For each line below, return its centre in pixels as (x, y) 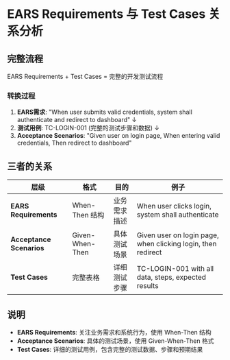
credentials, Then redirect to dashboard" (74, 143)
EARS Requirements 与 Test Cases (106, 14)
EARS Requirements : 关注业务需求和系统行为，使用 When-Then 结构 (114, 332)
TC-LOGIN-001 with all (175, 269)
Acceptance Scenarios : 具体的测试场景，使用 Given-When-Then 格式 (115, 341)
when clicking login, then (177, 244)
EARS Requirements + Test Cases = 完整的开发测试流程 (85, 76)
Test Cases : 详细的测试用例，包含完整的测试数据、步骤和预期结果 (110, 349)
